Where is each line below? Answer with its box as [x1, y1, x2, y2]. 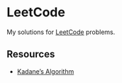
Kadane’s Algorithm [16, 67, 74, 75]
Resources [6, 48, 55, 60]
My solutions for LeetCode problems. [6, 28, 116, 36]
